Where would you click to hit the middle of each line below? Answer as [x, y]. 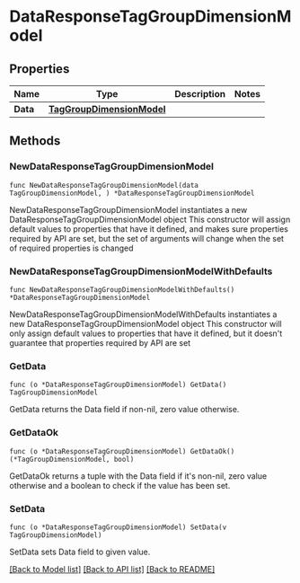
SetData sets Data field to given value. [80, 552]
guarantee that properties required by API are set [100, 342]
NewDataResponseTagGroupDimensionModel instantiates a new [128, 209]
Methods [35, 141]
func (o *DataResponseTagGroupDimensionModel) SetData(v [118, 527]
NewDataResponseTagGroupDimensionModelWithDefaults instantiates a [143, 314]
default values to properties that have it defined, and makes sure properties [149, 229]
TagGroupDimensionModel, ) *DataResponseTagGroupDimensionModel [132, 193]
